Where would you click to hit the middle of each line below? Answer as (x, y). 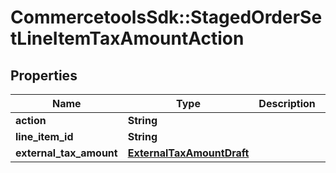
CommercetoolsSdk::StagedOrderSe (166, 17)
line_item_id (44, 136)
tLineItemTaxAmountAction (127, 38)
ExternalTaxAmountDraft (188, 153)
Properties (44, 75)
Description (287, 103)
